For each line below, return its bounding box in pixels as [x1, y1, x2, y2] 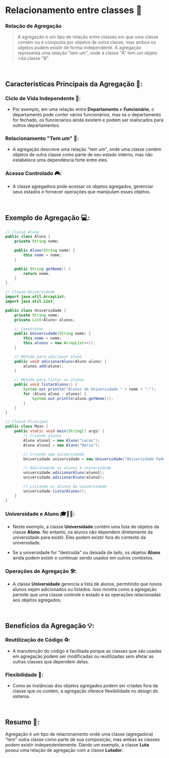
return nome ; [23, 271, 51, 276]
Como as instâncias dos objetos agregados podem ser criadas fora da [12, 682, 158, 689]
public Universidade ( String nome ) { [14, 331, 92, 336]
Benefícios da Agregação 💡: [5, 622, 95, 630]
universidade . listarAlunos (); [23, 489, 87, 494]
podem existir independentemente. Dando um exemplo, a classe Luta [5, 741, 149, 747]
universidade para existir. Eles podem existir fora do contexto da [12, 534, 146, 540]
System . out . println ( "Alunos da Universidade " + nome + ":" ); [23, 387, 156, 392]
